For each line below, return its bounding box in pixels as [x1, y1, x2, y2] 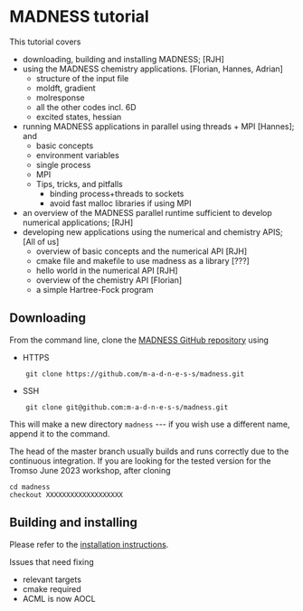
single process [35, 159, 91, 170]
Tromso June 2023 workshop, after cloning [9, 465, 171, 475]
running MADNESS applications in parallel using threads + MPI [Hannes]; [22, 120, 295, 132]
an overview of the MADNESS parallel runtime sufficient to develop [22, 207, 273, 218]
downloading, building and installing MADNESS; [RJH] [22, 53, 224, 64]
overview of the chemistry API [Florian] [35, 274, 183, 286]
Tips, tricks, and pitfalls [35, 178, 124, 189]
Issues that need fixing [9, 556, 95, 567]
